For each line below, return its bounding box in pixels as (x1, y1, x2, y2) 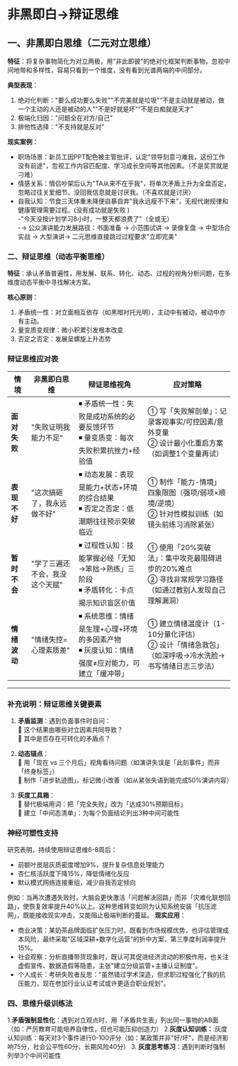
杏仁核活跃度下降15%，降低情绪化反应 (17, 869, 130, 878)
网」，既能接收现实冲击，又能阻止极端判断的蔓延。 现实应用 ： (7, 911, 186, 919)
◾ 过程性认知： (78, 540, 127, 550)
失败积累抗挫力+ (78, 446, 133, 455)
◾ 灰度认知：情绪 (78, 645, 135, 655)
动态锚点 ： (17, 749, 50, 758)
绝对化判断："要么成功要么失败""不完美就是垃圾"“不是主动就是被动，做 (17, 96, 225, 104)
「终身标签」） (17, 766, 59, 776)
